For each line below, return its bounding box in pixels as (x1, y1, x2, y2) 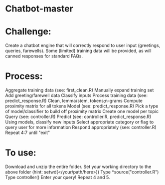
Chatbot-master (5, 3, 73, 14)
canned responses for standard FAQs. (5, 53, 83, 59)
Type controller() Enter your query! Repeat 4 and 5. (5, 174, 110, 180)
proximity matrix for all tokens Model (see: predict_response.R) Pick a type (5, 103, 159, 109)
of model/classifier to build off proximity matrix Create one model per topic (5, 108, 159, 114)
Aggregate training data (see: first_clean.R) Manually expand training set (5, 87, 154, 93)
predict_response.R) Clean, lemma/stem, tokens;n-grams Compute (5, 98, 143, 104)
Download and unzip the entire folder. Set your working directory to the (5, 163, 152, 169)
